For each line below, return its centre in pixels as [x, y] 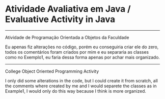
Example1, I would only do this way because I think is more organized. [76, 91]
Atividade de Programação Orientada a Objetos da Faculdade [67, 37]
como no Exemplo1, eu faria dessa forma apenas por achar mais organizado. [82, 57]
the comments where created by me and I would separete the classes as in [81, 86]
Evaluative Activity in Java [60, 19]
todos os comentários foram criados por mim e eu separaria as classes [77, 52]
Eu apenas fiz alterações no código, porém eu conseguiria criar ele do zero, [82, 47]
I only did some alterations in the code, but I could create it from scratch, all [82, 80]
